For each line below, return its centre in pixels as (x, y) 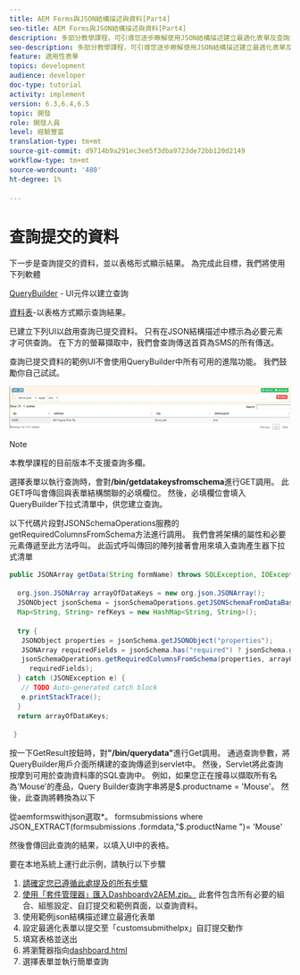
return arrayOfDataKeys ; (63, 716)
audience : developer (48, 76)
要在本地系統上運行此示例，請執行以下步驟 (87, 864)
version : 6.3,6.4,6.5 (50, 104)
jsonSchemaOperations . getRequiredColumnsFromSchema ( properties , (143, 659)
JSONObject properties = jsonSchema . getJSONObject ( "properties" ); (147, 640)
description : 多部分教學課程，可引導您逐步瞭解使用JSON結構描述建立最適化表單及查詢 (150, 38)
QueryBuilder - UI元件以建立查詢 (69, 293)
